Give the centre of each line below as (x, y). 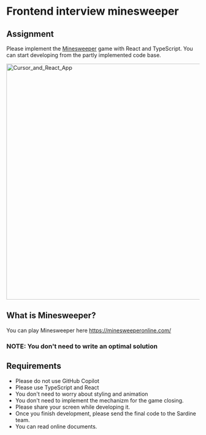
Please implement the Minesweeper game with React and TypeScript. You (100, 48)
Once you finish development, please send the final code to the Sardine (105, 413)
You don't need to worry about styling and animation (82, 394)
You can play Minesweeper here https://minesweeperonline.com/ (89, 330)
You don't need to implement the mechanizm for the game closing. (99, 400)
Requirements (34, 366)
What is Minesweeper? (51, 316)
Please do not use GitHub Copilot (57, 380)
